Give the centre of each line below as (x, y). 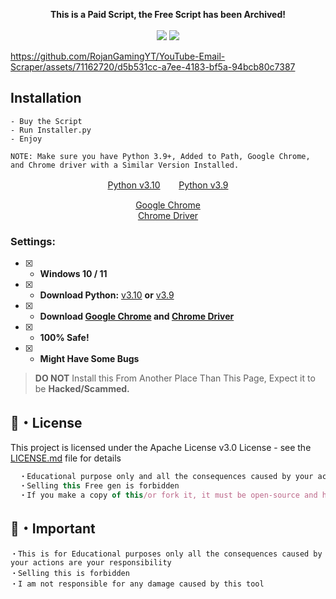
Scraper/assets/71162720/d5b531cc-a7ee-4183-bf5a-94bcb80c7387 (153, 67)
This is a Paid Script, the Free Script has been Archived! (168, 14)
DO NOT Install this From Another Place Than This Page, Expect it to (175, 378)
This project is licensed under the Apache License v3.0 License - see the (161, 447)
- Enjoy (26, 139)
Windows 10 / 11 (73, 274)
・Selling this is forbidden (70, 574)
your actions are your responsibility (91, 563)
